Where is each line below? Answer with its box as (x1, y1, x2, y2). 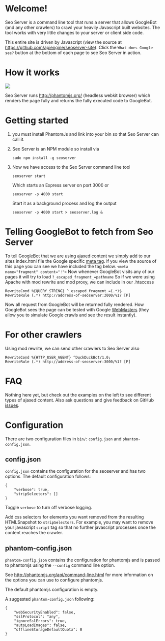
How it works (5, 67, 60, 78)
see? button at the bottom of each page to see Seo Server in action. (5, 50, 141, 56)
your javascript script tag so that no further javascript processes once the (5, 524, 156, 530)
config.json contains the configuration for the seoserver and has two (5, 468, 146, 474)
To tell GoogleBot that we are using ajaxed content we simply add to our (5, 253, 151, 259)
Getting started (5, 115, 69, 126)
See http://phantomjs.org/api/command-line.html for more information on (5, 572, 153, 578)
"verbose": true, (14, 488, 50, 492)
